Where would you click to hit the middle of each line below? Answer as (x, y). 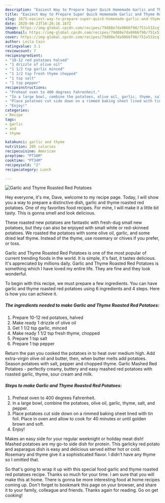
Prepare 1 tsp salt (30, 339)
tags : (11, 119)
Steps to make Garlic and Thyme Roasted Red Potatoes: (63, 385)
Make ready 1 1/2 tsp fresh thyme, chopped (56, 333)
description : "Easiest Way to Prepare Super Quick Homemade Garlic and (80, 10)
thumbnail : (16, 32)
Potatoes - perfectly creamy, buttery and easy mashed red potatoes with (79, 369)
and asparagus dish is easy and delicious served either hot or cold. (73, 449)
